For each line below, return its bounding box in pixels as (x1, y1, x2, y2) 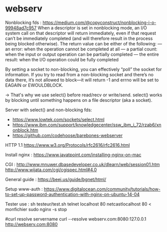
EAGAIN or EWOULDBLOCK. (5, 82, 63, 88)
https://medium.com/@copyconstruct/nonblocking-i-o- (42, 19, 157, 25)
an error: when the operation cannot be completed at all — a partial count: (5, 46, 158, 52)
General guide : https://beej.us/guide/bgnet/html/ (5, 176, 106, 182)
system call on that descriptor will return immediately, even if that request (5, 30, 156, 36)
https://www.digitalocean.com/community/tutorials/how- (44, 186, 161, 192)
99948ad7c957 (5, 24, 37, 30)
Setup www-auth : (5, 186, 43, 192)
